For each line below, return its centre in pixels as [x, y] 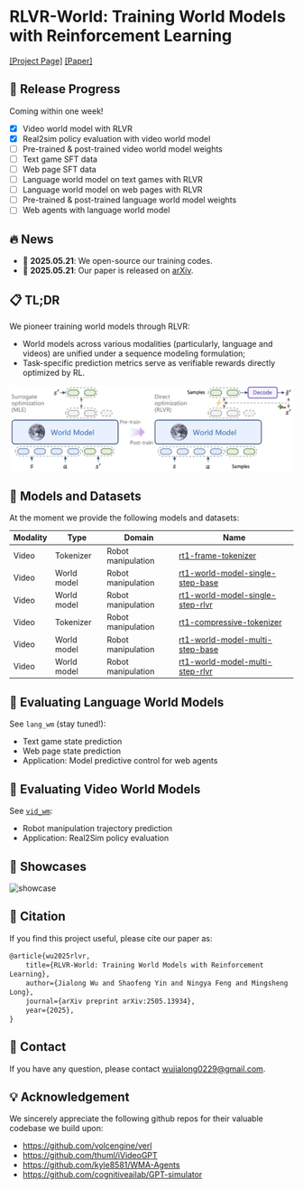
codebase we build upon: [56, 1128]
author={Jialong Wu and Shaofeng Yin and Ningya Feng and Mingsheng [157, 983]
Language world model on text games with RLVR [112, 180]
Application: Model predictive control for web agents [120, 761]
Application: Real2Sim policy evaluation [96, 838]
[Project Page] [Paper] [51, 61]
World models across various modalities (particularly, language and [147, 343]
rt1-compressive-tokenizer [230, 622]
